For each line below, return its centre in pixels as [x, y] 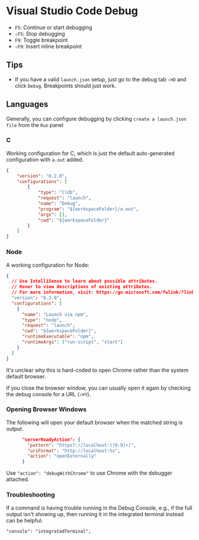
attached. [18, 479]
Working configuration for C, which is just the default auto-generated [90, 153]
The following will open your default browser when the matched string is [94, 422]
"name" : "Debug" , [59, 204]
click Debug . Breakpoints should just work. [65, 86]
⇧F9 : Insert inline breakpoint [48, 46]
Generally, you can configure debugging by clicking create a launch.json [96, 119]
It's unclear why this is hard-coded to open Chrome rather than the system [97, 370]
